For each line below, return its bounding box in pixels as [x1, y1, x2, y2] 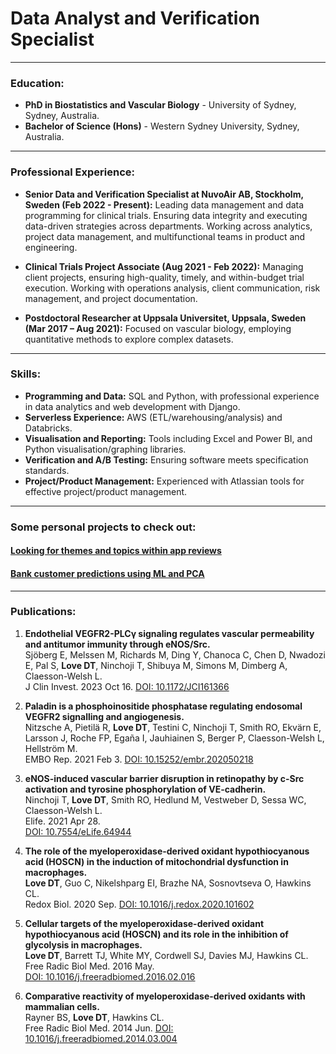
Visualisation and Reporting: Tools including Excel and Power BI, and [24, 432, 313, 444]
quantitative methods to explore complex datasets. [24, 333, 234, 345]
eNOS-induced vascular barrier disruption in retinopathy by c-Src [24, 772, 305, 784]
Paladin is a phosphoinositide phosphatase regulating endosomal [24, 700, 303, 712]
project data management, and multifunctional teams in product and [24, 230, 306, 242]
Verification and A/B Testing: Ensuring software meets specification [24, 453, 309, 466]
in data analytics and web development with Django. [24, 400, 241, 412]
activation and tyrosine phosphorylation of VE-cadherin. [24, 783, 267, 795]
